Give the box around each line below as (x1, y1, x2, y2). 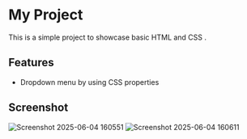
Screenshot (8, 101, 69, 115)
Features (8, 56, 54, 69)
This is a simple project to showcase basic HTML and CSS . (8, 32, 207, 42)
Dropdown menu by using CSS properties (19, 77, 160, 86)
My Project (8, 6, 83, 24)
